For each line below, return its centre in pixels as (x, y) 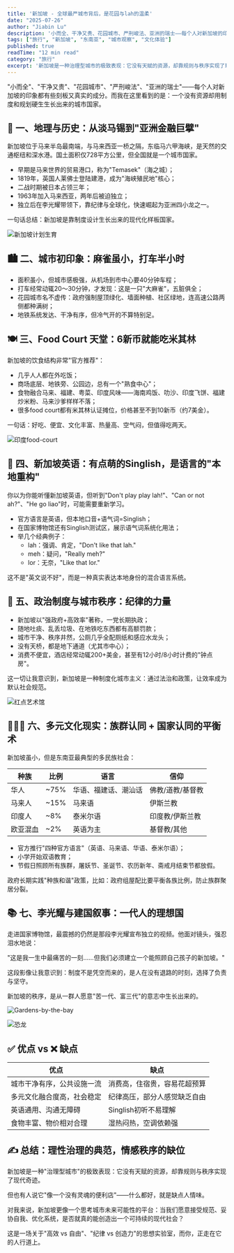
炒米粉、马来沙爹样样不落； (57, 401)
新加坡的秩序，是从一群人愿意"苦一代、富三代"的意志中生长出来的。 (105, 996)
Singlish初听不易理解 (142, 1110)
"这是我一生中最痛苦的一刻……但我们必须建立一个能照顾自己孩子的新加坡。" (116, 958)
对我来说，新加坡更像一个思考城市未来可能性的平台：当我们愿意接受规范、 (114, 1210)
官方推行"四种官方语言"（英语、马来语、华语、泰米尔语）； (101, 847)
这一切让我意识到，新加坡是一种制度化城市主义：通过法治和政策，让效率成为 (117, 678)
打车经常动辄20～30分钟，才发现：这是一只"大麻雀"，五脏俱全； (110, 289)
